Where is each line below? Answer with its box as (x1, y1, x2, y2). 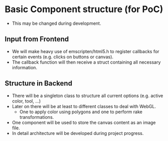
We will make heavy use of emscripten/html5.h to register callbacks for (12, 48, 159, 54)
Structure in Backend (5, 79, 72, 88)
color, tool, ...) (12, 98, 41, 104)
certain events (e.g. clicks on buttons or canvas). (12, 54, 114, 60)
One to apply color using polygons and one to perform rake (19, 109, 143, 115)
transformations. (19, 114, 54, 120)
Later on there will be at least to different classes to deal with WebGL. (12, 103, 156, 109)
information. (12, 64, 37, 70)
